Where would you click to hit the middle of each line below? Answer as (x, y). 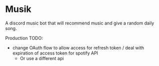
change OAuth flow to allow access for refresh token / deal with (78, 47)
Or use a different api (42, 58)
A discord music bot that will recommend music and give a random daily (80, 23)
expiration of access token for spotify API (55, 53)
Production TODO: (24, 38)
